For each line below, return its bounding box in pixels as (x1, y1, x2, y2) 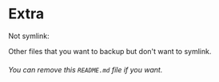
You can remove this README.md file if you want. (8, 64, 163, 74)
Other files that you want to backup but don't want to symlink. (8, 46, 212, 56)
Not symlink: (8, 31, 50, 41)
